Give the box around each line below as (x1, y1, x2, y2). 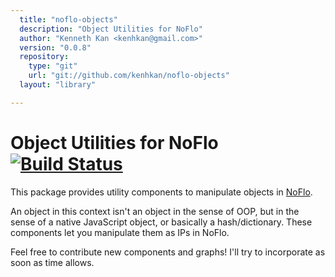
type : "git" (28, 61, 78, 71)
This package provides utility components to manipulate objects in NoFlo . (10, 186, 313, 198)
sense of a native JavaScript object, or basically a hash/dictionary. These (10, 216, 313, 228)
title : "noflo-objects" (19, 14, 118, 25)
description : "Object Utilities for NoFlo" (19, 24, 203, 34)
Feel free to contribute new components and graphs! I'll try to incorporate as (10, 246, 326, 258)
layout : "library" (19, 80, 97, 90)
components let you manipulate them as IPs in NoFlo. (10, 226, 230, 238)
